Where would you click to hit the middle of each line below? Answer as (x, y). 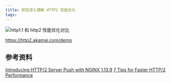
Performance (19, 75)
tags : (11, 15)
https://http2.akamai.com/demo (39, 40)
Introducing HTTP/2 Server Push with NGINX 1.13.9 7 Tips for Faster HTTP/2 (85, 70)
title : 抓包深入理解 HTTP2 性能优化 (40, 10)
